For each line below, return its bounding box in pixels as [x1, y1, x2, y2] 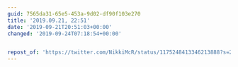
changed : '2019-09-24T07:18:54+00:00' [7, 30, 122, 37]
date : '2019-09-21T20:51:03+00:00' [7, 23, 113, 30]
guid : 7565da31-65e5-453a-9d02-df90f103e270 [7, 10, 141, 18]
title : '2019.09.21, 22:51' [7, 17, 91, 24]
